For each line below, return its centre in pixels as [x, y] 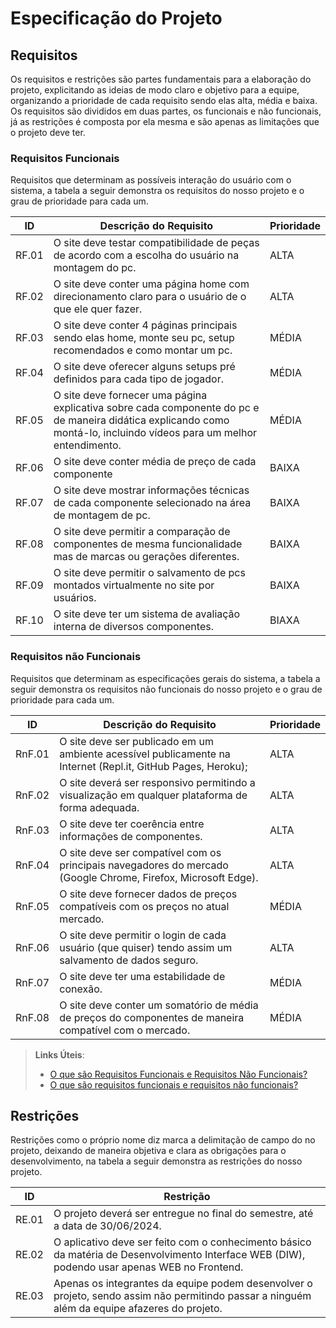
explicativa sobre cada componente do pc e [156, 408]
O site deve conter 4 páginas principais [145, 325]
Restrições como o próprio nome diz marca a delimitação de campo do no [163, 1140]
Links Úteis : [59, 1054]
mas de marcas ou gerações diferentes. [146, 557]
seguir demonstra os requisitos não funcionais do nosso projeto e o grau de [166, 689]
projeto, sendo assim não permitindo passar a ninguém [182, 1296]
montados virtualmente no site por [134, 585]
